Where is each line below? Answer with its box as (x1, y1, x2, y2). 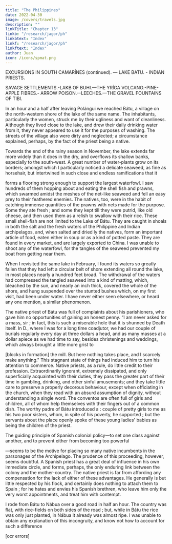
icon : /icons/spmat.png (5, 55, 56, 61)
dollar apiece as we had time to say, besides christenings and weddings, (5, 336, 158, 342)
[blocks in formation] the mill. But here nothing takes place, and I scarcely (5, 352, 161, 358)
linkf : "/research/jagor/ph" (5, 41, 68, 46)
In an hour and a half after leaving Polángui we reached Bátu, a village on (5, 106, 160, 112)
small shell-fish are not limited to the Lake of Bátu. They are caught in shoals (5, 218, 167, 224)
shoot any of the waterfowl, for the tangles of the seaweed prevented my (5, 245, 160, 251)
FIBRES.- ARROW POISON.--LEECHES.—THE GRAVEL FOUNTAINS (20, 90, 162, 96)
